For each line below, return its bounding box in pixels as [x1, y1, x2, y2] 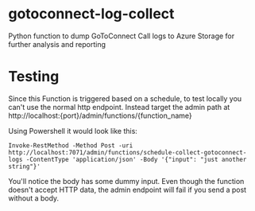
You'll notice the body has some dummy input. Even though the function [8, 176, 245, 186]
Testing [8, 68, 60, 86]
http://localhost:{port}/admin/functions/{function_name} [8, 111, 192, 120]
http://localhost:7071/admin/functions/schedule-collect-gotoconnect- [8, 148, 247, 156]
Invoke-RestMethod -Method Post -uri [8, 141, 133, 150]
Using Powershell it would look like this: [8, 126, 137, 135]
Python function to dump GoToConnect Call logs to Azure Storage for [8, 31, 235, 41]
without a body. [8, 193, 60, 203]
